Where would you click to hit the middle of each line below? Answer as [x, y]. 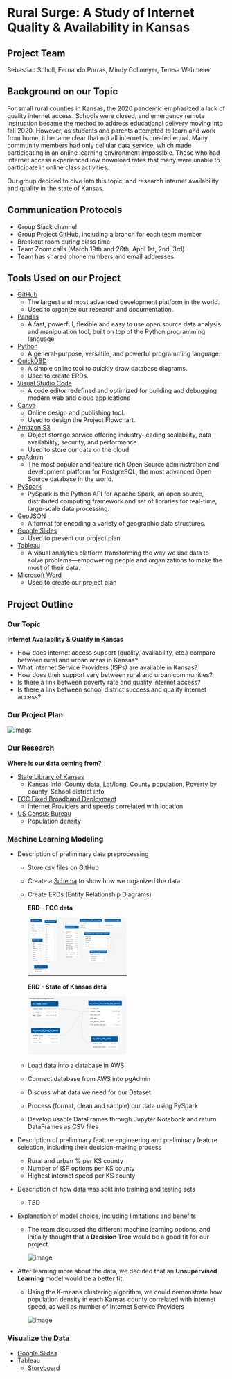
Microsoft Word [39, 575]
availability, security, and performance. [83, 442]
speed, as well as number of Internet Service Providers [106, 1306]
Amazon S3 [34, 428]
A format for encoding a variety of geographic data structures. [116, 524]
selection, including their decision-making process [89, 1147]
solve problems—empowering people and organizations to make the [125, 560]
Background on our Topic [63, 92]
